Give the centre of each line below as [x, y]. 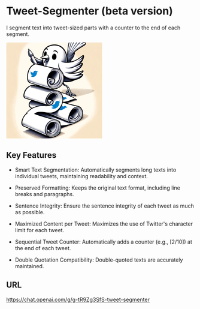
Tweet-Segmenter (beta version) [90, 11]
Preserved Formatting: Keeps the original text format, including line [98, 188]
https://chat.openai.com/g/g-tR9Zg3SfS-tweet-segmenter [78, 299]
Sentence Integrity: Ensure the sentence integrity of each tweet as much [104, 206]
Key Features [31, 155]
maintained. [29, 266]
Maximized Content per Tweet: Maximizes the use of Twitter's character [104, 224]
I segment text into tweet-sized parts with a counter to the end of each [93, 28]
